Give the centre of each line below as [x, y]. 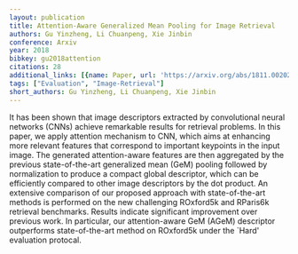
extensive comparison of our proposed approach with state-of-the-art [137, 193]
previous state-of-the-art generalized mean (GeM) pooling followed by [138, 164]
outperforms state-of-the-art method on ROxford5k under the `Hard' [134, 230]
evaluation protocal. [45, 240]
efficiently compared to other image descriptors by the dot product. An [139, 183]
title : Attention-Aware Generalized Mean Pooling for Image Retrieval [142, 26]
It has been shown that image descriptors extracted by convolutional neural [147, 117]
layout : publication [47, 17]
